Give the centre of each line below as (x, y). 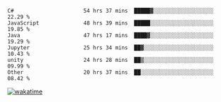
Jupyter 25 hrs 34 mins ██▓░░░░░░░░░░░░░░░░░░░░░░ (110, 48)
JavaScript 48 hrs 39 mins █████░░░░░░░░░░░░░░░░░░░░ (110, 23)
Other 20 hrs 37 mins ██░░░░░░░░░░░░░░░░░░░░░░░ (110, 72)
